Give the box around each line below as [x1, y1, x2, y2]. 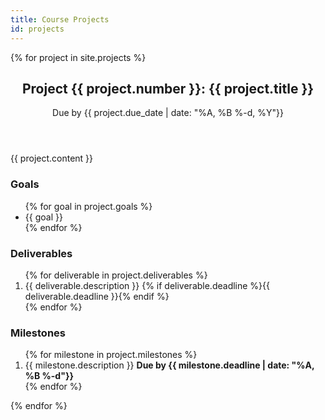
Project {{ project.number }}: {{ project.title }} [21, 80, 315, 97]
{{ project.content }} [10, 152, 94, 165]
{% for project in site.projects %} [10, 51, 147, 63]
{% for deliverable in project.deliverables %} [24, 269, 208, 281]
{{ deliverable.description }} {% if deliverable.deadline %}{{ [24, 279, 271, 291]
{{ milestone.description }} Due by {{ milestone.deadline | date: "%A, [24, 359, 315, 371]
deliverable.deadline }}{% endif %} [24, 290, 170, 302]
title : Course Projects [10, 14, 110, 25]
